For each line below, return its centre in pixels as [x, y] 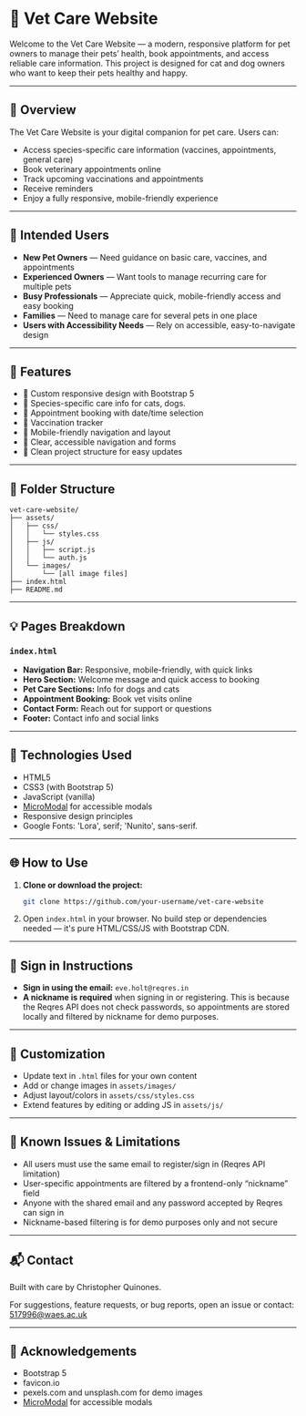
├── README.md [36, 590]
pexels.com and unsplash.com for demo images [112, 1392]
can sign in [43, 1212]
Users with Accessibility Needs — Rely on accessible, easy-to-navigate [159, 325]
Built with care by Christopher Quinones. [86, 1287]
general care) [48, 159]
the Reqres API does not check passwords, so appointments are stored [156, 1007]
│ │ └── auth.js [49, 558]
